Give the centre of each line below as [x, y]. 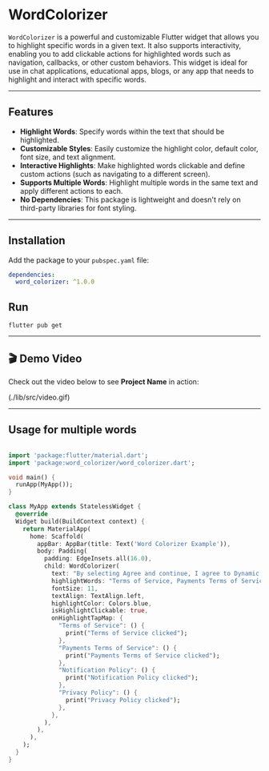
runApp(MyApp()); [44, 485]
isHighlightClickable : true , [100, 611]
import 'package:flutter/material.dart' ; [78, 455]
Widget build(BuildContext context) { [80, 521]
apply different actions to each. [71, 191]
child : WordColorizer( [82, 566]
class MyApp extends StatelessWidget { [75, 507]
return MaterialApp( [57, 529]
